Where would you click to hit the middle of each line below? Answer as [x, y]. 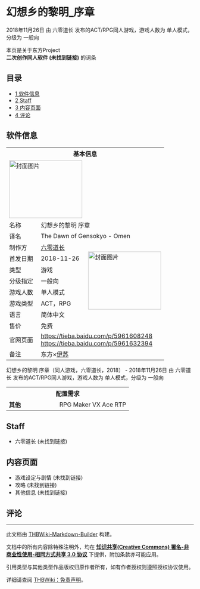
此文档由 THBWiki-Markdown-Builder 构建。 [60, 534]
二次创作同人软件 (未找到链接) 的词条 [51, 57]
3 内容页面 [28, 107]
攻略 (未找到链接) [36, 485]
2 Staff [23, 100]
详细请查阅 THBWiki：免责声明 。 [46, 580]
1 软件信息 [27, 94]
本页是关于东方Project [33, 50]
